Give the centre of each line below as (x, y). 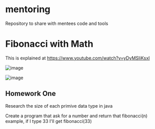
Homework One (31, 94)
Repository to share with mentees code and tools (57, 23)
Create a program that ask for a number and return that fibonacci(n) (76, 116)
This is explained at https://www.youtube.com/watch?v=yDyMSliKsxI (78, 58)
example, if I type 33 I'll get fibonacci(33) (49, 121)
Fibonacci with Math (49, 44)
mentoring (28, 9)
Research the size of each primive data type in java (59, 106)
